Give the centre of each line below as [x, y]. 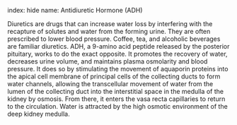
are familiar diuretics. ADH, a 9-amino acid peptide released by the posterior [118, 46]
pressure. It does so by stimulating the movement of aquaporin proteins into [118, 69]
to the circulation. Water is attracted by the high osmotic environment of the [117, 106]
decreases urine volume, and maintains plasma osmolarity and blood [108, 61]
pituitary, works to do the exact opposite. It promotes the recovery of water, [117, 54]
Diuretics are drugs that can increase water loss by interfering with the [110, 24]
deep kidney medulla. [39, 114]
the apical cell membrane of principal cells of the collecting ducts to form [114, 76]
